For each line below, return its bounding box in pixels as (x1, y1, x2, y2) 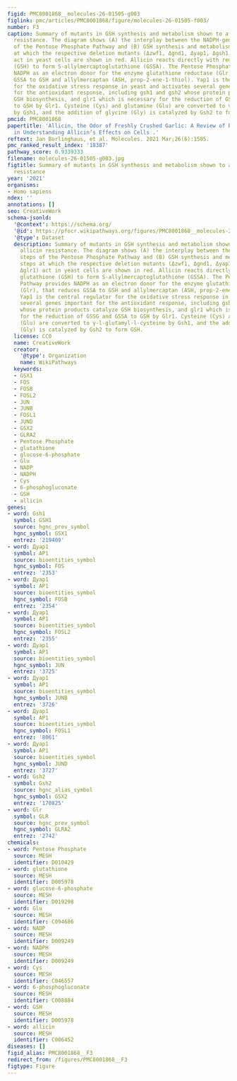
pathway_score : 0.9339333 (7, 149, 83, 156)
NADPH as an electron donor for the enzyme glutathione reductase (13, 69, 213, 76)
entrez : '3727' (13, 767, 59, 774)
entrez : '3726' (13, 701, 59, 708)
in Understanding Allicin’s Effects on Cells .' (13, 129, 159, 136)
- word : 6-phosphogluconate (7, 984, 90, 991)
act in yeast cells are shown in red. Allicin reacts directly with (13, 57, 219, 64)
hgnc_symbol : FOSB (13, 596, 68, 603)
